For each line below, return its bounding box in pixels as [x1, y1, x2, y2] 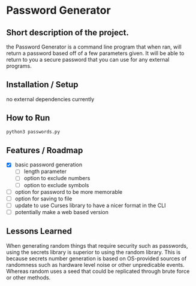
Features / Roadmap [6, 145, 83, 156]
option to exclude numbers [23, 175, 91, 182]
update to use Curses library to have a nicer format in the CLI [14, 202, 166, 209]
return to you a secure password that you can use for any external [6, 56, 170, 63]
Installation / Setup [6, 80, 79, 90]
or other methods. [6, 273, 51, 281]
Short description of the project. [6, 28, 129, 38]
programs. [6, 62, 32, 69]
